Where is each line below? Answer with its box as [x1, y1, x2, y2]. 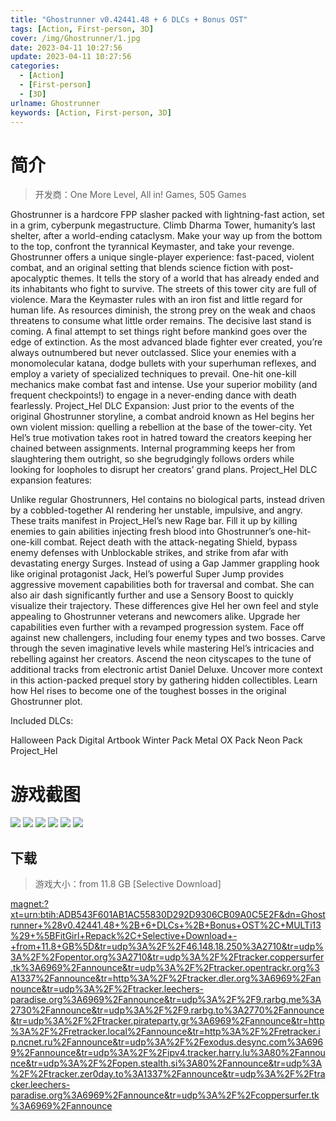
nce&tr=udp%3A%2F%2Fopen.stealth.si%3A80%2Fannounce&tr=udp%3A [10, 1057, 323, 1070]
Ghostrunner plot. [10, 696, 83, 708]
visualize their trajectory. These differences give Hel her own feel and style [10, 600, 319, 612]
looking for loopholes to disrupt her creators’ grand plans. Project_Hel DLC [10, 464, 318, 476]
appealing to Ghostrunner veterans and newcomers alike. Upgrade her [10, 611, 301, 623]
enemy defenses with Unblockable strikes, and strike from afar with [10, 547, 289, 559]
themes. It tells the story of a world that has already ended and [60, 272, 320, 285]
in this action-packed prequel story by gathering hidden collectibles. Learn [10, 674, 318, 686]
